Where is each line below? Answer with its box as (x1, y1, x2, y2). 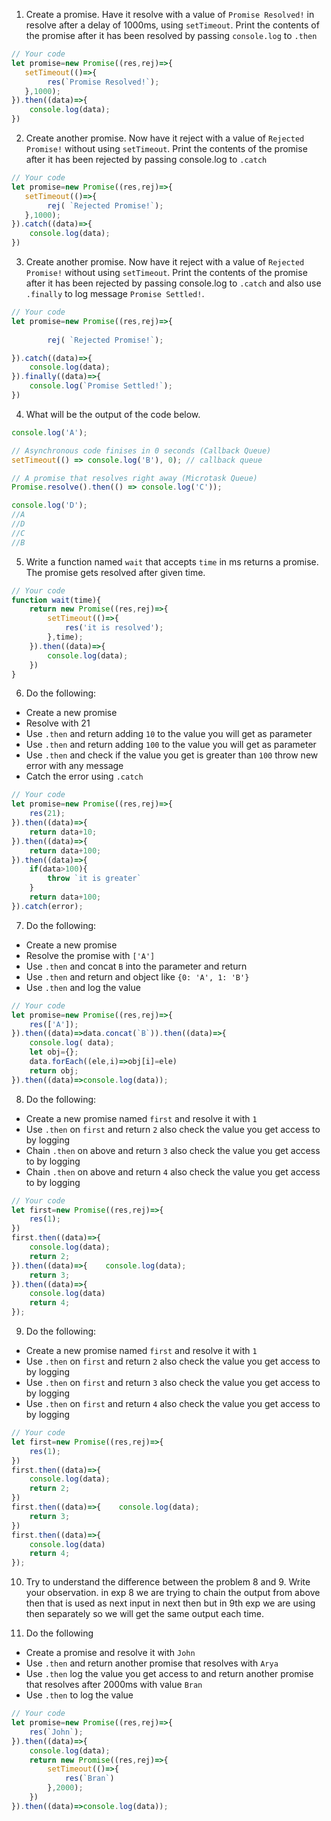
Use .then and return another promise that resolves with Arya (25, 1657, 279, 1669)
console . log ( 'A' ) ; (11, 427, 88, 438)
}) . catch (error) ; (11, 901, 84, 911)
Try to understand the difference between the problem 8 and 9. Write (25, 1576, 311, 1588)
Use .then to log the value (25, 1689, 134, 1701)
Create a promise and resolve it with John (25, 1647, 196, 1659)
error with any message (25, 760, 124, 772)
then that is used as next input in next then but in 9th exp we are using (25, 1597, 316, 1609)
